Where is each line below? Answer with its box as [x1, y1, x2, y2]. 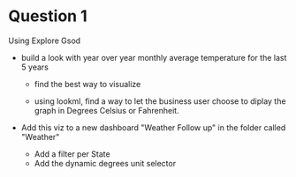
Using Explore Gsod [8, 35, 81, 46]
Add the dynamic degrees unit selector [34, 158, 177, 168]
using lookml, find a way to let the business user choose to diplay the [34, 95, 286, 107]
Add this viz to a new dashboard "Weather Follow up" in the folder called [20, 122, 286, 133]
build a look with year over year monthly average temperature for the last [20, 52, 287, 63]
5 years [20, 62, 49, 72]
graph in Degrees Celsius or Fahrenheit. [34, 105, 179, 115]
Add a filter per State [34, 148, 111, 159]
